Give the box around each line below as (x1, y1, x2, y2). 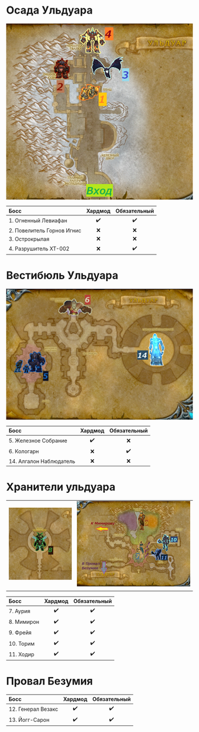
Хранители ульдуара (6, 480, 115, 494)
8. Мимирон (8, 618, 40, 625)
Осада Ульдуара (6, 4, 93, 17)
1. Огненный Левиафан (8, 217, 68, 224)
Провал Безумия (6, 674, 93, 688)
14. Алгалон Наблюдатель (8, 457, 75, 465)
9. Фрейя (8, 629, 31, 636)
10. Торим (8, 640, 35, 647)
